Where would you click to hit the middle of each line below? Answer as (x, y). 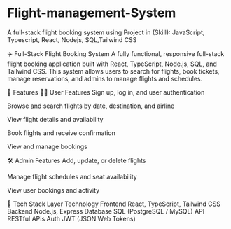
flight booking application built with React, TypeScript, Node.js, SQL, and (112, 64)
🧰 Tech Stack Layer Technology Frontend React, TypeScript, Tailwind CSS (114, 204)
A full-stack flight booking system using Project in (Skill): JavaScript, (106, 32)
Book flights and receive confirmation (61, 133)
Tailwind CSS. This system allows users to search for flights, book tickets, (113, 71)
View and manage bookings (47, 146)
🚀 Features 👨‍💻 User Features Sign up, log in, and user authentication (106, 92)
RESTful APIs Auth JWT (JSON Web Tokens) (72, 218)
